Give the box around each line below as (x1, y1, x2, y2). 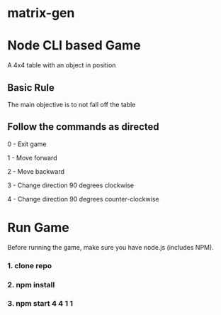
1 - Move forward (7, 153, 57, 162)
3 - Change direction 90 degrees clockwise (7, 181, 135, 189)
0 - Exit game (7, 140, 47, 148)
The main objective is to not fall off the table (7, 100, 136, 109)
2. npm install (7, 280, 55, 289)
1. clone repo (7, 260, 52, 270)
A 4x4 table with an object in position (7, 61, 116, 70)
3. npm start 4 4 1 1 (7, 299, 73, 309)
